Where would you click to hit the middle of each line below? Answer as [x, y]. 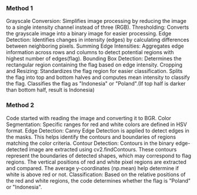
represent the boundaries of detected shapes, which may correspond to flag [99, 156]
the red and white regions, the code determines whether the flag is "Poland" [98, 180]
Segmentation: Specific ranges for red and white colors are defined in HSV [96, 124]
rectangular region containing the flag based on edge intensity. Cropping [94, 65]
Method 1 [20, 8]
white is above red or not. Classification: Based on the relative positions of [96, 174]
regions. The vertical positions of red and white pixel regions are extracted [96, 162]
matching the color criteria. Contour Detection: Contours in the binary [90, 143]
